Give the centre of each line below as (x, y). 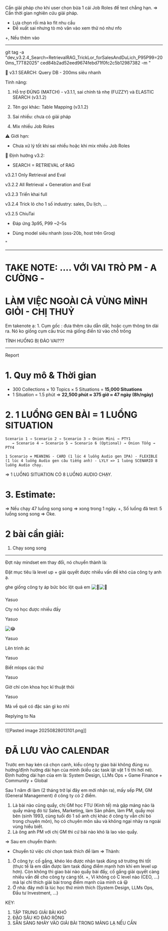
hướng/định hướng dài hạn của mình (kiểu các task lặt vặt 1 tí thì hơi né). (79, 770)
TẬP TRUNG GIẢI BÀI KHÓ (39, 912)
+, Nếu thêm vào (22, 38)
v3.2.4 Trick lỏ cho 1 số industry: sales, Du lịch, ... (56, 204)
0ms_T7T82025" (22, 63)
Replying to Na (20, 716)
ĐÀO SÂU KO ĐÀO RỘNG (38, 918)
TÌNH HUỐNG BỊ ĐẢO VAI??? (35, 341)
